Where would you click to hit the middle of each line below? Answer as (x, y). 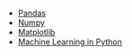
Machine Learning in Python (70, 42)
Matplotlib (36, 32)
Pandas (32, 13)
